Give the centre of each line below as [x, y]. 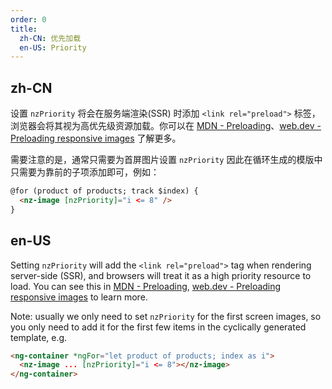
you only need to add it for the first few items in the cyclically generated [158, 327]
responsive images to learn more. [79, 297]
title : [24, 29]
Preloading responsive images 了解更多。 [96, 138]
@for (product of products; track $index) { [104, 191]
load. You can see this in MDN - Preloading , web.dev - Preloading [146, 286]
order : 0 [28, 19]
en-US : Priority [53, 47]
